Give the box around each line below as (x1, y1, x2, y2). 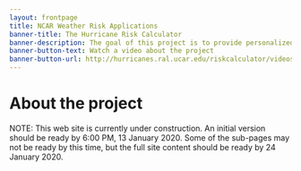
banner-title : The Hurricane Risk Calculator (9, 30, 182, 38)
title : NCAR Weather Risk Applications (9, 21, 159, 30)
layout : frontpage (9, 13, 78, 22)
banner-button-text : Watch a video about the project (9, 47, 215, 56)
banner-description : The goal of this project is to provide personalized (9, 38, 295, 47)
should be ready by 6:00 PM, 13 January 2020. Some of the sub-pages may (9, 132, 290, 143)
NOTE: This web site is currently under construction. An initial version (9, 123, 266, 133)
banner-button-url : (9, 55, 82, 64)
